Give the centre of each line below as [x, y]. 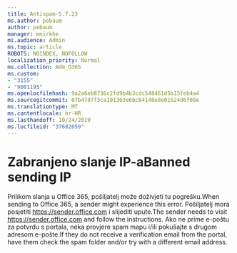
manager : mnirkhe [33, 34]
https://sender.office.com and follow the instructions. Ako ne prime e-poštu [118, 220]
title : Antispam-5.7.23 [43, 14]
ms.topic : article [35, 47]
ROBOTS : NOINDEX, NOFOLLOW [47, 54]
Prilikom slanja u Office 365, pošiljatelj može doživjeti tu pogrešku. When [114, 197]
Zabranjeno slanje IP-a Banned [99, 162]
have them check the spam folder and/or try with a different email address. [117, 242]
